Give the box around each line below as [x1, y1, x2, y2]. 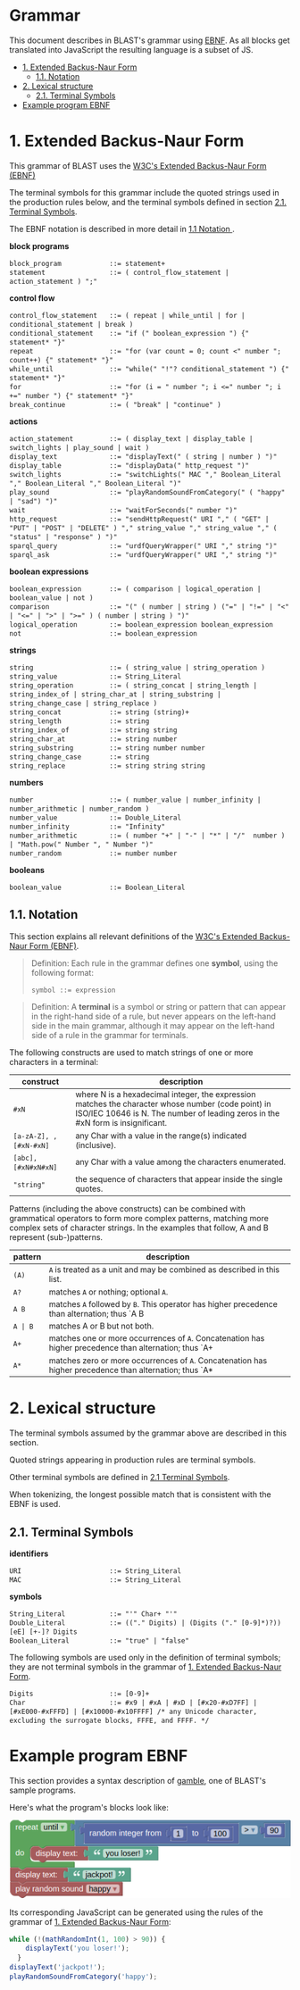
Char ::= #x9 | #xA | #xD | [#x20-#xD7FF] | [9, 1698, 257, 1707]
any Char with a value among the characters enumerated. [75, 1157, 287, 1168]
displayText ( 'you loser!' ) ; [25, 1944, 129, 1953]
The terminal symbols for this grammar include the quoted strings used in [9, 187, 279, 197]
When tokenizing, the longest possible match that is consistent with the [9, 1489, 271, 1500]
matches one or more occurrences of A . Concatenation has [48, 1333, 265, 1344]
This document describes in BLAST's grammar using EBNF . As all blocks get [9, 35, 290, 46]
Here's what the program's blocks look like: [9, 1802, 170, 1812]
